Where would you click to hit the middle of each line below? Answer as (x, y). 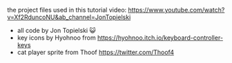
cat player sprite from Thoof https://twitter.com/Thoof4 (96, 52)
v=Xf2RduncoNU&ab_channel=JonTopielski (69, 17)
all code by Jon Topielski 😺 (56, 30)
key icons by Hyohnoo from (56, 38)
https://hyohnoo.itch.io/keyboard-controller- (160, 38)
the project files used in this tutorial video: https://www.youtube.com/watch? (116, 10)
